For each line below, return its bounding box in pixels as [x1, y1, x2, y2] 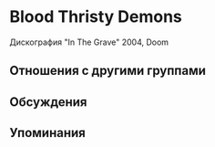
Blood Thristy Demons [9, 6, 182, 27]
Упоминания [9, 125, 87, 141]
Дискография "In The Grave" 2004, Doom [9, 37, 169, 47]
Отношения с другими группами [9, 63, 207, 79]
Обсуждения [9, 94, 87, 110]
